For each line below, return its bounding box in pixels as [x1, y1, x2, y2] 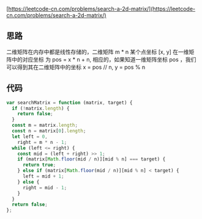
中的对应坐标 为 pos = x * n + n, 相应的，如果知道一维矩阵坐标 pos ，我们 [11, 56, 196, 63]
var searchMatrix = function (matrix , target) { [6, 99, 133, 106]
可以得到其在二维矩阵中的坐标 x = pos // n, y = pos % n [6, 63, 146, 71]
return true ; [22, 162, 56, 168]
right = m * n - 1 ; [17, 139, 67, 145]
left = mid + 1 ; [22, 173, 64, 179]
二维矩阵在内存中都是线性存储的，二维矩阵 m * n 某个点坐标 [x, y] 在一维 [6, 48, 189, 56]
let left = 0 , [12, 134, 48, 140]
